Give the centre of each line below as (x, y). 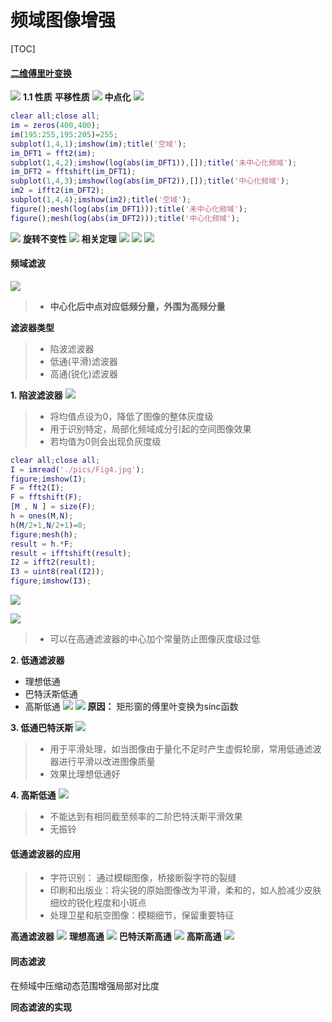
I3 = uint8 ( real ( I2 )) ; (57, 572)
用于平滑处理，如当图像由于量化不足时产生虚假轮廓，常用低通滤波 (185, 749)
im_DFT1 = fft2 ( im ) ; (53, 153)
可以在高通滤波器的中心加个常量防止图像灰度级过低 (155, 639)
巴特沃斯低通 (51, 694)
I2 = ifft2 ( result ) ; (53, 562)
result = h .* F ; (42, 544)
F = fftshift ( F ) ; (46, 497)
